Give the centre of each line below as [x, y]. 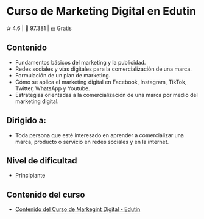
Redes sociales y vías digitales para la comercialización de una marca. [103, 69]
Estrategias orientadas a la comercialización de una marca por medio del [106, 95]
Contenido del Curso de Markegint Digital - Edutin [78, 209]
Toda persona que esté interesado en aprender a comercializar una [100, 135]
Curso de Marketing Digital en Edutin [101, 11]
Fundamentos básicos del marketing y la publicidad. [80, 62]
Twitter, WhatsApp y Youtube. [52, 88]
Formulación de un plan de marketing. [63, 75]
